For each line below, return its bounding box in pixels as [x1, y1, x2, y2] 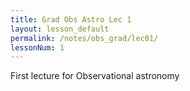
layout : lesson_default [10, 24, 110, 34]
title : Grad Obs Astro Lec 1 [10, 14, 132, 25]
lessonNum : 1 [10, 42, 65, 53]
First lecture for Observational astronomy [10, 70, 180, 82]
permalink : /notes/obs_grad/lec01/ [10, 33, 159, 43]
